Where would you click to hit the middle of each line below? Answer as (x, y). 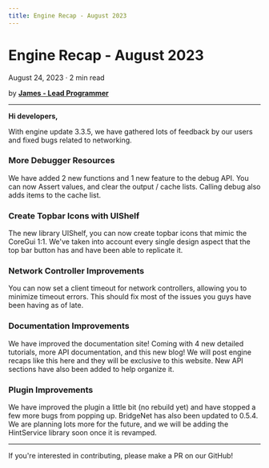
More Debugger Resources (62, 161)
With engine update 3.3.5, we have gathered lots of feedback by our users (131, 131)
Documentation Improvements (69, 326)
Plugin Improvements (51, 390)
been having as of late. (46, 306)
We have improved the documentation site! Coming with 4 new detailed (126, 343)
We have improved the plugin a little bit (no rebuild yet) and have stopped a (132, 407)
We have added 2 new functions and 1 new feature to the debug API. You (129, 178)
